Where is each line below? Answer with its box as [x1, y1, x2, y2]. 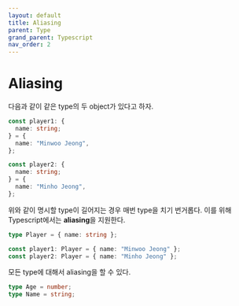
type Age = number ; [8, 283, 72, 291]
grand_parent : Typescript [8, 33, 93, 42]
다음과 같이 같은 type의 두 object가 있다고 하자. [8, 101, 154, 111]
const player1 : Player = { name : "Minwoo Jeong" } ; [8, 245, 181, 253]
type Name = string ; [8, 290, 76, 299]
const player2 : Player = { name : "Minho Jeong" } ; [8, 253, 178, 260]
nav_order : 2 [8, 41, 51, 49]
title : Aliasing [8, 19, 61, 27]
